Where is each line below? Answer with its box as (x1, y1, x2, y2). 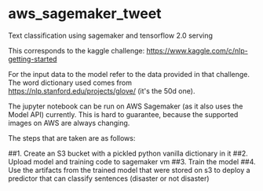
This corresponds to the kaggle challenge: (8, 46, 145, 55)
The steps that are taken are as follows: (8, 133, 136, 142)
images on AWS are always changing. (8, 118, 130, 127)
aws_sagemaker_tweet (8, 5, 163, 23)
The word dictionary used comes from (8, 78, 132, 87)
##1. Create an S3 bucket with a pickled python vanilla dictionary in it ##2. (8, 149, 249, 158)
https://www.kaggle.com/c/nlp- (146, 46, 249, 55)
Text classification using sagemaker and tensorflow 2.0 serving (8, 31, 214, 40)
